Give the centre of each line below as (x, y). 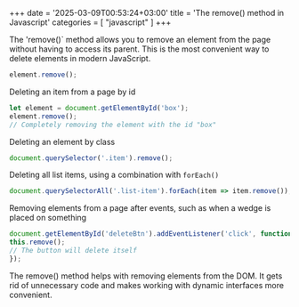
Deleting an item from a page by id (73, 92)
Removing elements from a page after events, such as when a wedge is (140, 208)
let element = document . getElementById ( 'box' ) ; (99, 108)
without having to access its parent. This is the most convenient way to (139, 49)
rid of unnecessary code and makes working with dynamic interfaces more (147, 285)
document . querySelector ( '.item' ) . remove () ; (91, 158)
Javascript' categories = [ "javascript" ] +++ (90, 22)
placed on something (48, 218)
